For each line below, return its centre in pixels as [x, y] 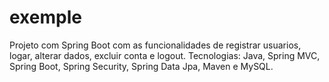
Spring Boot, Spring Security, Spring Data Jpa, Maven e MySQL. [141, 66]
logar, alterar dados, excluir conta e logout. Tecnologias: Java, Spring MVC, [165, 55]
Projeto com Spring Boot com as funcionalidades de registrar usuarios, [155, 45]
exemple [45, 17]
